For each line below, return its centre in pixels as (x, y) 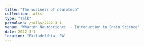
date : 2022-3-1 (20, 32)
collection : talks (24, 14)
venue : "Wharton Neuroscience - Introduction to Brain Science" (72, 27)
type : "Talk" (18, 18)
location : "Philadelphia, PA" (36, 36)
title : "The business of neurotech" (42, 9)
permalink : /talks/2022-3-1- (34, 23)
